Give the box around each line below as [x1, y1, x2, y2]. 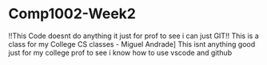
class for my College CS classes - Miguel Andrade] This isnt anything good [8, 39, 256, 48]
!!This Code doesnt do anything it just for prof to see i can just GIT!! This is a [8, 31, 259, 40]
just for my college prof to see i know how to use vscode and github [8, 48, 233, 57]
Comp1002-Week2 [8, 5, 136, 23]
